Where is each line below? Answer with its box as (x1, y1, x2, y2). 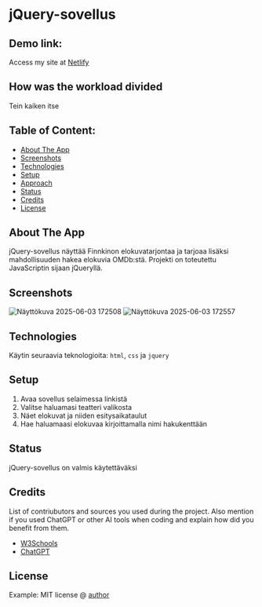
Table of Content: (9, 124, 96, 137)
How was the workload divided (9, 80, 163, 93)
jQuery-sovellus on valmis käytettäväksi (9, 463, 138, 472)
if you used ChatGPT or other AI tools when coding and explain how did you (9, 514, 254, 524)
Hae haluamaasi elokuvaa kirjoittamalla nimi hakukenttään (20, 419, 207, 429)
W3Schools (20, 538, 58, 547)
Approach (20, 178, 53, 188)
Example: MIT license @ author (9, 591, 110, 600)
